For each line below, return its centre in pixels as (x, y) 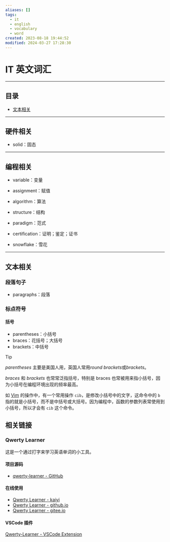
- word (17, 33)
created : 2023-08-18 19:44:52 (37, 38)
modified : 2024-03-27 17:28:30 (38, 43)
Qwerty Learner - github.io (40, 505)
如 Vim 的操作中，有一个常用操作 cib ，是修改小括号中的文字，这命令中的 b (83, 395)
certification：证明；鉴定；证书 (45, 234)
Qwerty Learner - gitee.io (39, 511)
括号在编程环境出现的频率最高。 (47, 384)
